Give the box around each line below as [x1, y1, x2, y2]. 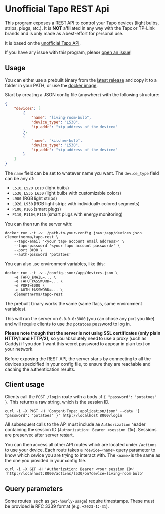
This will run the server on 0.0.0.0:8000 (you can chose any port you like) [5, 316, 155, 321]
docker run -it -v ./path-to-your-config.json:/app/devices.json [5, 231, 142, 235]
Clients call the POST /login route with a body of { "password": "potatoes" [5, 393, 157, 399]
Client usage [5, 380, 45, 389]
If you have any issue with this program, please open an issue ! [5, 49, 132, 55]
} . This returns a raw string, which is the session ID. [5, 399, 110, 405]
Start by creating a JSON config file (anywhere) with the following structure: [5, 92, 160, 97]
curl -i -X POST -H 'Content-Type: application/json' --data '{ [5, 408, 140, 414]
